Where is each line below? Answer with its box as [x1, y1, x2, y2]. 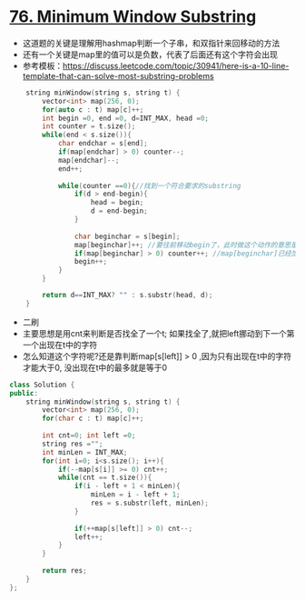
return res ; [42, 566, 88, 576]
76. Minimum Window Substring [9, 6, 257, 27]
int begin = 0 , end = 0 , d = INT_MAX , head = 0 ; [42, 114, 209, 123]
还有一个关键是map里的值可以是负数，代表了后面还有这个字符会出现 [22, 48, 279, 60]
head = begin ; [90, 198, 144, 207]
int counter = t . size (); [42, 122, 136, 131]
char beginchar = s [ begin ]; [74, 232, 181, 241]
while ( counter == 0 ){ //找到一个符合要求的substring [57, 181, 241, 190]
